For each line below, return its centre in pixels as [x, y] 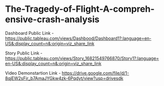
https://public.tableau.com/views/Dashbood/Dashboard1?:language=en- [78, 38]
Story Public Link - [24, 53]
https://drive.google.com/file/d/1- [95, 73]
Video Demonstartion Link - [33, 73]
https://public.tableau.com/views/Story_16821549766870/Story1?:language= [82, 58]
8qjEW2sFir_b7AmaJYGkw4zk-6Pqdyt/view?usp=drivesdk [64, 78]
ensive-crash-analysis [52, 19]
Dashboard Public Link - [29, 33]
